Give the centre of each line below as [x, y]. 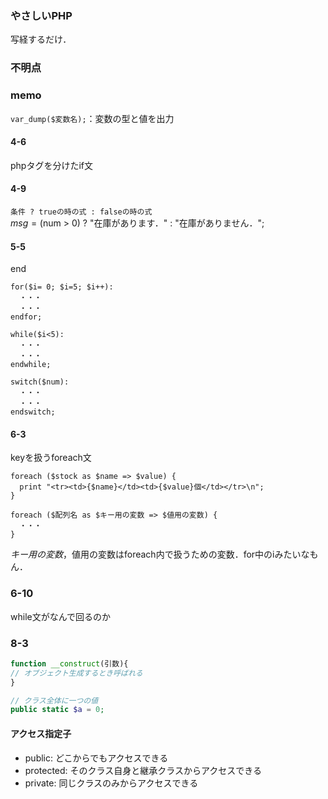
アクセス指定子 [41, 733]
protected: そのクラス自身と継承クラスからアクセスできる [143, 770]
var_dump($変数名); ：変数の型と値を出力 [92, 118]
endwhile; [31, 365]
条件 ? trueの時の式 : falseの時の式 [81, 212]
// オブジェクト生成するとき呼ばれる [76, 673]
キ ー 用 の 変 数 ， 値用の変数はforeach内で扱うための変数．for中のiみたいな [160, 554]
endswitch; [33, 412]
